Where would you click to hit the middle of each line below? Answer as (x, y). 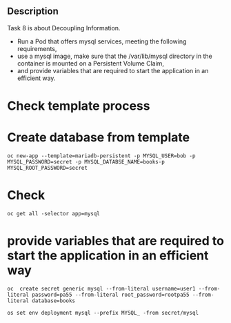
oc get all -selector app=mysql (53, 213)
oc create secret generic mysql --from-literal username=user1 (101, 288)
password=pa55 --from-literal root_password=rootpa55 (111, 295)
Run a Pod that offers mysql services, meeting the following (102, 41)
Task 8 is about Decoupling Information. (64, 28)
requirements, (37, 48)
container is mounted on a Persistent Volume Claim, (90, 63)
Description (33, 11)
